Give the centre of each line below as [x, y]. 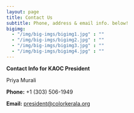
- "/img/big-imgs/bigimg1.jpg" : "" [58, 34]
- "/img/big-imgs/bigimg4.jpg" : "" [58, 51]
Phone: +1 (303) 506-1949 [40, 92]
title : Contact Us [29, 18]
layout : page [23, 12]
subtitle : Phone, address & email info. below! [68, 23]
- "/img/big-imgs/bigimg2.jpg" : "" [58, 40]
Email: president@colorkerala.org [48, 103]
